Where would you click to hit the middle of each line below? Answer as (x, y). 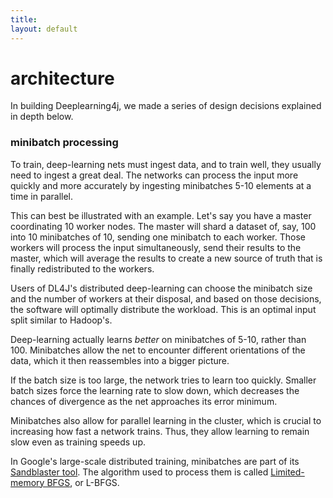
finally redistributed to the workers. (82, 268)
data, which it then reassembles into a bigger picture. (120, 360)
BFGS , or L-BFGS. (83, 482)
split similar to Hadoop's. (61, 320)
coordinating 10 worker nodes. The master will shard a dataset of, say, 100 (163, 226)
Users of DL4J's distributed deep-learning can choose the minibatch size (161, 288)
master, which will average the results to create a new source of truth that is (166, 258)
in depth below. (42, 117)
